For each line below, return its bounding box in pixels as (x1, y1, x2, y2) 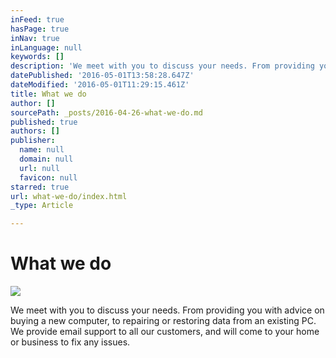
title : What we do (10, 89, 87, 99)
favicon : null (19, 172, 78, 183)
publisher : (10, 136, 56, 146)
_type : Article (10, 201, 74, 211)
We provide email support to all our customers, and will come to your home (10, 326, 320, 338)
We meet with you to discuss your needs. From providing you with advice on (10, 304, 325, 316)
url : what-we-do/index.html (10, 191, 128, 201)
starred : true (10, 182, 70, 192)
